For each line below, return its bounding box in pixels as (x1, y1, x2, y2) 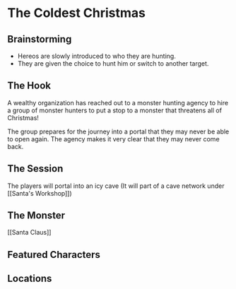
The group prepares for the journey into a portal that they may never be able (7, 127, 230, 136)
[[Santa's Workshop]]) (7, 189, 72, 197)
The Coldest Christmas (7, 5, 146, 21)
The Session (7, 163, 64, 175)
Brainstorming (7, 33, 72, 45)
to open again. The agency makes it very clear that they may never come (7, 134, 220, 143)
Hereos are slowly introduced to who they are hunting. (17, 52, 177, 60)
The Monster (7, 210, 66, 222)
